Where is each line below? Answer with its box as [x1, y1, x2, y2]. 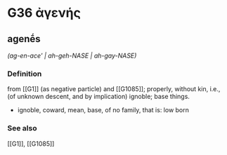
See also [7, 123, 37, 133]
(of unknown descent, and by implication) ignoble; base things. [7, 93, 190, 101]
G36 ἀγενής [7, 5, 81, 21]
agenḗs [7, 33, 41, 45]
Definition [7, 69, 42, 79]
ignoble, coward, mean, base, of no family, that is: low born [17, 106, 190, 114]
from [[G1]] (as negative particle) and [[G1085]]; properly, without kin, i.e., [7, 85, 221, 93]
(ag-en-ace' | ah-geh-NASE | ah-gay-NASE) [7, 51, 137, 60]
